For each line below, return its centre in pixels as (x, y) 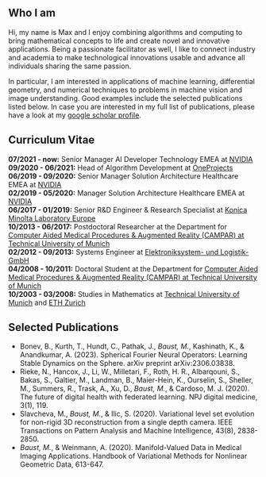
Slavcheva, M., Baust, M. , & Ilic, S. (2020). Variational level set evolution (137, 414)
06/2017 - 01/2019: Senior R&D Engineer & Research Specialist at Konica (128, 210)
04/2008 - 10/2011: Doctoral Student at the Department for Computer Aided (133, 268)
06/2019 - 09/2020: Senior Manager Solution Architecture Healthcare (123, 176)
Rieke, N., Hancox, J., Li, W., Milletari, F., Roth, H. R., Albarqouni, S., (129, 371)
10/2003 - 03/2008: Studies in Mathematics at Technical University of (124, 294)
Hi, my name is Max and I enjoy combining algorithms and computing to (125, 32)
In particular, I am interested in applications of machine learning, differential (132, 81)
